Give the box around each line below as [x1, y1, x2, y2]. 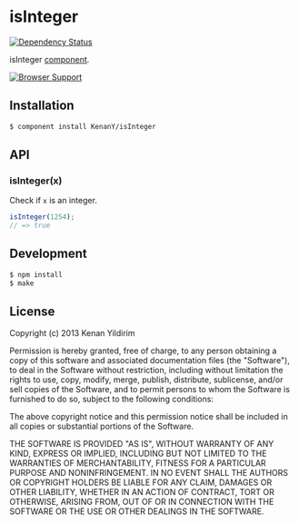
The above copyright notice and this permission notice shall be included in [9, 411, 288, 422]
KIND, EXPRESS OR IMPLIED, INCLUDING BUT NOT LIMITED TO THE [9, 448, 267, 460]
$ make [9, 279, 35, 288]
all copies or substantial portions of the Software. [9, 420, 194, 432]
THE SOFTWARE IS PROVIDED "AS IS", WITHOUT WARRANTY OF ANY [9, 439, 274, 450]
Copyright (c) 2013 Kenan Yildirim [9, 328, 135, 339]
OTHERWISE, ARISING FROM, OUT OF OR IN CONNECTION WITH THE [9, 497, 274, 508]
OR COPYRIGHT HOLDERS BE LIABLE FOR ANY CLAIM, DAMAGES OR [9, 477, 273, 488]
